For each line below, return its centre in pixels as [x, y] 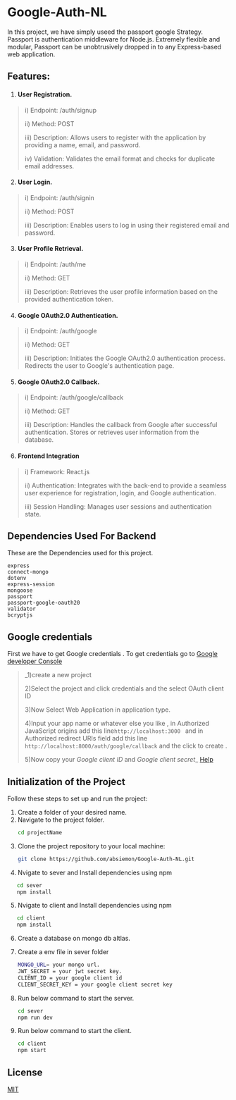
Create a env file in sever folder [63, 952]
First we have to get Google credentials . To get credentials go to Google [113, 654]
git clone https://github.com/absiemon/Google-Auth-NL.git [106, 859]
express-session [31, 585]
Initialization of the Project [66, 782]
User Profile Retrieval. [50, 249]
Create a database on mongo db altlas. [74, 939]
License [25, 1072]
